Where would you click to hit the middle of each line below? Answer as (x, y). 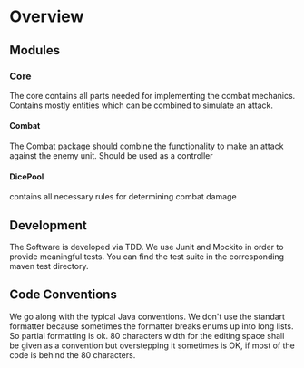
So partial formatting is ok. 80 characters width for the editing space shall (147, 335)
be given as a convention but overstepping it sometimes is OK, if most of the (152, 345)
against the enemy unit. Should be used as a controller (111, 156)
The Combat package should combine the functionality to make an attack (147, 146)
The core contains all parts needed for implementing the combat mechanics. (152, 95)
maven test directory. (49, 266)
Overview (47, 17)
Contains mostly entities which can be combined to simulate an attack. (142, 105)
